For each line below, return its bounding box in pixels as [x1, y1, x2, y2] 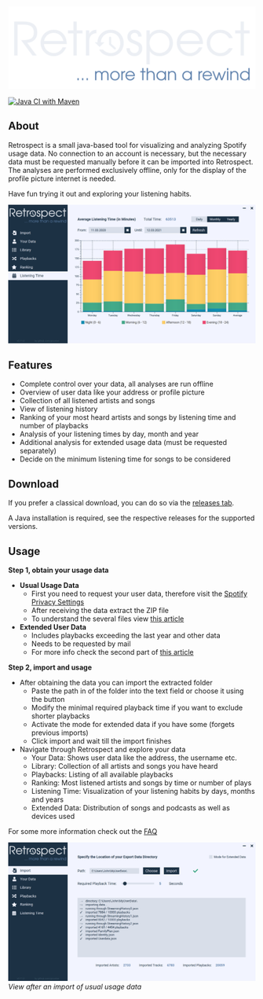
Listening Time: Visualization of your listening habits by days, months [31, 787, 255, 796]
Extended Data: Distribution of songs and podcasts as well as [31, 803, 230, 813]
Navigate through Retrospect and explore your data [19, 745, 186, 755]
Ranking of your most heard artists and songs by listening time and [19, 413, 236, 422]
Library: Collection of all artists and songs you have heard [31, 762, 218, 771]
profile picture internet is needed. [8, 174, 116, 183]
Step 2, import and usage [8, 663, 93, 672]
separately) [19, 446, 57, 456]
